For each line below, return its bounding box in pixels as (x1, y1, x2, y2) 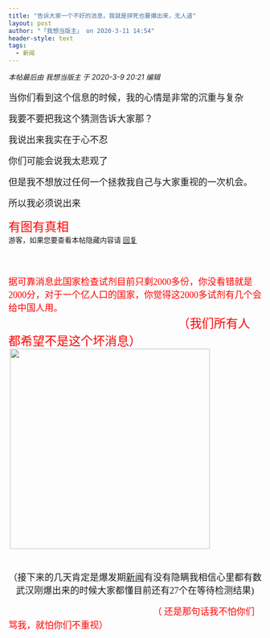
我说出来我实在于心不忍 (8, 134, 108, 146)
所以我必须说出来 (8, 198, 81, 209)
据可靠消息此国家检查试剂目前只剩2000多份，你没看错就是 (8, 277, 253, 287)
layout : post (8, 19, 52, 27)
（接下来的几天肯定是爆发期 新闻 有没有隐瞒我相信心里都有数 (8, 572, 262, 583)
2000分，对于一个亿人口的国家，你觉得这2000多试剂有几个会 (8, 290, 262, 300)
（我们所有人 (177, 317, 251, 331)
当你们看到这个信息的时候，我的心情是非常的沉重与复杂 (8, 93, 243, 103)
